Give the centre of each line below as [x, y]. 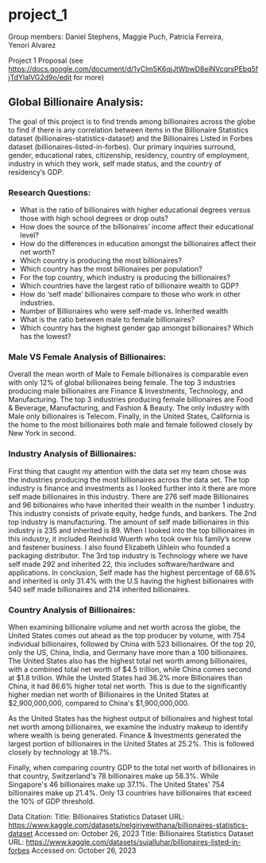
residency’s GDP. [36, 171]
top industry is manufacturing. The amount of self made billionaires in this [129, 522]
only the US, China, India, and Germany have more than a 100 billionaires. [128, 652]
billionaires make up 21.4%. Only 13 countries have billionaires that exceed [130, 792]
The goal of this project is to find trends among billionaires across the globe [132, 121]
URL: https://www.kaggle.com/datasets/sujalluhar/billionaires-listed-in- [125, 842]
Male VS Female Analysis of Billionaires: [87, 356]
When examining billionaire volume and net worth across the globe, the [124, 627]
